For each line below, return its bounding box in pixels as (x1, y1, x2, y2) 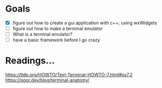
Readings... (5, 55, 55, 66)
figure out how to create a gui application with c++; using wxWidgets (12, 20, 157, 26)
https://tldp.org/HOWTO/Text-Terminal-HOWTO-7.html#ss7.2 (5, 72, 133, 78)
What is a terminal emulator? (12, 31, 73, 37)
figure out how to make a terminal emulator (12, 26, 103, 31)
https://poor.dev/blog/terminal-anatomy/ (5, 77, 90, 83)
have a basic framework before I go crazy (12, 37, 101, 43)
